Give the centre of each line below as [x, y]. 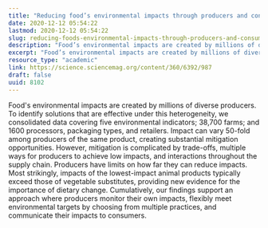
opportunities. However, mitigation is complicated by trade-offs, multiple [127, 147]
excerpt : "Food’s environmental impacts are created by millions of [124, 53]
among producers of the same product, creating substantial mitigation [123, 139]
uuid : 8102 [26, 82]
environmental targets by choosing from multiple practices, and [112, 206]
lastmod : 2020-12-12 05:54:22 [59, 30]
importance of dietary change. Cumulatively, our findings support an [121, 190]
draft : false [30, 75]
